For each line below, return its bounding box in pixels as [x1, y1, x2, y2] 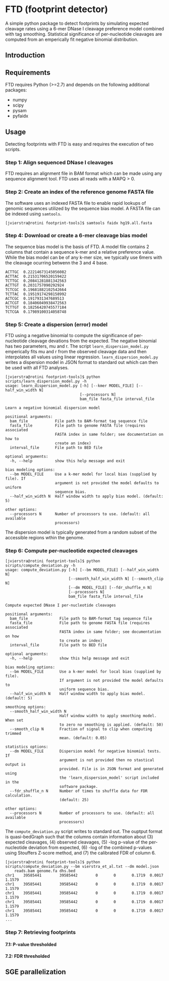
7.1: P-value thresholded [5, 941, 57, 947]
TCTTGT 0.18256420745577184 [5, 305, 67, 310]
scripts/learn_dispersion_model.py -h [5, 379, 87, 384]
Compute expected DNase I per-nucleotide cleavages [5, 603, 116, 608]
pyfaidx [12, 113, 29, 119]
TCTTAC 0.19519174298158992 [5, 292, 67, 297]
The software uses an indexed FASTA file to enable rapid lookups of [5, 200, 146, 206]
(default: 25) [59, 798, 89, 803]
